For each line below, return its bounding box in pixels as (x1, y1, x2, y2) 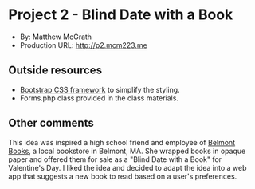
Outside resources (8, 64, 102, 77)
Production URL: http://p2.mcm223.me (19, 40, 147, 49)
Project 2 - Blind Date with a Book (8, 6, 233, 24)
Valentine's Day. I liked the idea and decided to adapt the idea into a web (8, 163, 247, 172)
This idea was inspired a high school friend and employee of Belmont (8, 137, 236, 147)
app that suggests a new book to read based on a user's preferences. (8, 171, 237, 181)
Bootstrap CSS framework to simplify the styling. (19, 85, 181, 94)
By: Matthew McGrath (19, 32, 92, 41)
